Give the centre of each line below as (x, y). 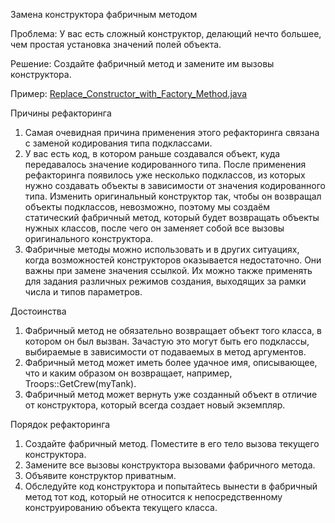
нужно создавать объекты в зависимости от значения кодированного (175, 185)
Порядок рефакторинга (60, 424)
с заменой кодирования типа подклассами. (118, 143)
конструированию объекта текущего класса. (121, 507)
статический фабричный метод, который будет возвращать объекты (172, 217)
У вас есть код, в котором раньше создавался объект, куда (152, 153)
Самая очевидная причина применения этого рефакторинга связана (172, 132)
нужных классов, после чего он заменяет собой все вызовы (154, 228)
